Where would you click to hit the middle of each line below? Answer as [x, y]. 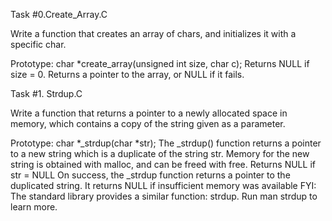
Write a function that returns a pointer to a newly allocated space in [149, 113]
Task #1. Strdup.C [46, 93]
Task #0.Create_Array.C [59, 14]
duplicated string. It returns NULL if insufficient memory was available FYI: [163, 185]
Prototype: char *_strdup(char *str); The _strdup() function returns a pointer [166, 143]
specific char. [38, 44]
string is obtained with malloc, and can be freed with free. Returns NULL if [163, 164]
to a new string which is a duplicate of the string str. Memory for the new [160, 153]
